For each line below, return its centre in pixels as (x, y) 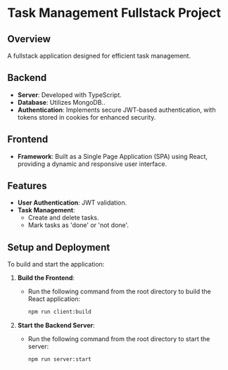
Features (27, 186)
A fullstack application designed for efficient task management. (99, 56)
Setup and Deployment (59, 247)
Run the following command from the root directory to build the (119, 292)
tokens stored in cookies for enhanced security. (87, 117)
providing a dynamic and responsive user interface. (92, 164)
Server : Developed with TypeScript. (69, 95)
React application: (54, 299)
